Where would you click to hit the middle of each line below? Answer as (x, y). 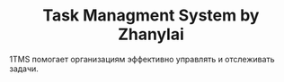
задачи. (24, 69)
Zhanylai (151, 34)
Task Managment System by (151, 16)
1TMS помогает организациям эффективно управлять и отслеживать (142, 59)
